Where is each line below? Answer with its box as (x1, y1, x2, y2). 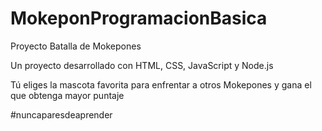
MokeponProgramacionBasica (10, 7, 268, 30)
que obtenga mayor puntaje (10, 89, 125, 101)
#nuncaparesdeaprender (10, 108, 113, 121)
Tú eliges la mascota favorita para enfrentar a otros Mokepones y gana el (10, 78, 312, 91)
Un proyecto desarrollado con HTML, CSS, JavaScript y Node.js (10, 59, 274, 71)
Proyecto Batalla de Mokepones (10, 40, 142, 52)
